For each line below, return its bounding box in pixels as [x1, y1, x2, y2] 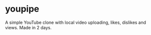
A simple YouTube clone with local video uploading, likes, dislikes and [5, 19, 147, 25]
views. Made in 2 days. [5, 24, 52, 30]
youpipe [5, 3, 39, 15]
